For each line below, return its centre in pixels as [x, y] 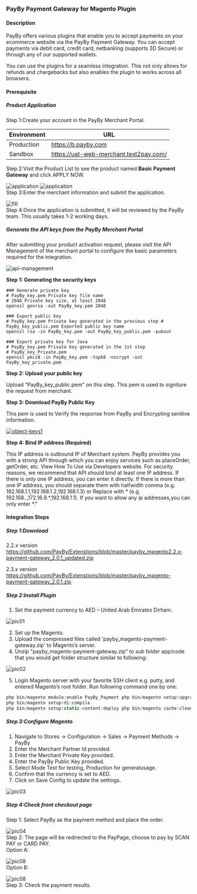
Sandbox [21, 154]
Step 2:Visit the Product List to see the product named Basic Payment [91, 168]
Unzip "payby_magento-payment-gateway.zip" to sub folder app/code [99, 652]
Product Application [31, 105]
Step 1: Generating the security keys [51, 279]
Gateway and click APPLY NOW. [45, 174]
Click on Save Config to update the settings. [68, 780]
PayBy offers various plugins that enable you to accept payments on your [95, 36]
